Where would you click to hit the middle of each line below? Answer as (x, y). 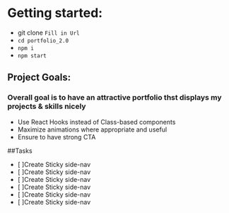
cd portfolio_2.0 (43, 40)
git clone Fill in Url (48, 33)
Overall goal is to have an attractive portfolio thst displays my (114, 98)
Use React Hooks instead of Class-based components (96, 122)
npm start (32, 56)
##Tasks (20, 151)
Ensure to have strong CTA (57, 137)
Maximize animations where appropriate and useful (92, 129)
